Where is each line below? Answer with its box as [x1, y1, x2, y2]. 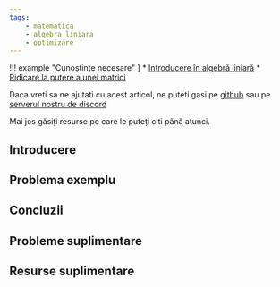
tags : [9, 13, 30, 22]
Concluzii [9, 203, 64, 218]
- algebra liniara [25, 30, 94, 38]
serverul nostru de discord [9, 99, 107, 110]
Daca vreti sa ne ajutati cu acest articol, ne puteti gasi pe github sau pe [9, 89, 271, 100]
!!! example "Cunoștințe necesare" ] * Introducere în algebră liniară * [9, 63, 261, 73]
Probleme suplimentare [9, 233, 143, 249]
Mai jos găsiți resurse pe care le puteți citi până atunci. [9, 116, 210, 127]
